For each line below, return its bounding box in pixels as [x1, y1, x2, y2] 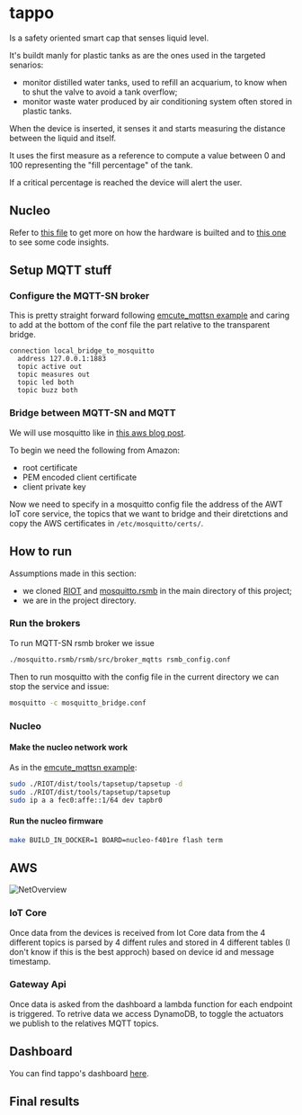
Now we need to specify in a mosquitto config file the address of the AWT [9, 499, 283, 509]
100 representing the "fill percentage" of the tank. [9, 159, 193, 170]
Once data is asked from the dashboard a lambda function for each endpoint [9, 998, 293, 1010]
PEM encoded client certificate [22, 472, 138, 482]
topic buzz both [17, 386, 78, 395]
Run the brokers [9, 617, 81, 630]
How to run [9, 544, 73, 560]
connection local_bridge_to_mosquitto [9, 346, 155, 355]
